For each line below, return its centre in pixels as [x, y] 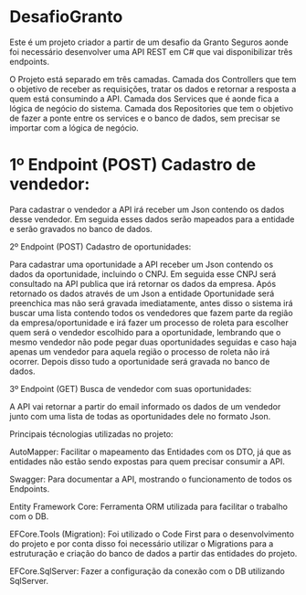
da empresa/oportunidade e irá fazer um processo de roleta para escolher [149, 323]
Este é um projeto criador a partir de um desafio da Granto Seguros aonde [149, 42]
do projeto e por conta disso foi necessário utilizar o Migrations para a [142, 543]
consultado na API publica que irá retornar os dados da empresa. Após [143, 283]
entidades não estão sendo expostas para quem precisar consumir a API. [148, 461]
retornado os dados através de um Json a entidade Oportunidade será [142, 293]
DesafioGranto [66, 17]
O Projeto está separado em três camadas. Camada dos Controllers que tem [153, 79]
